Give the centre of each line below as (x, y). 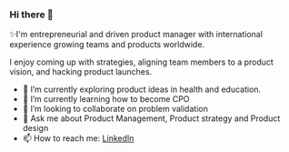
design (35, 128)
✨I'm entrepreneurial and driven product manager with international (136, 35)
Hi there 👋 (32, 15)
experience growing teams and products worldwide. (107, 45)
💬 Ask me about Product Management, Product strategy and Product (151, 118)
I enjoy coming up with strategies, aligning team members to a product (142, 62)
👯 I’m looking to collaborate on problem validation (115, 109)
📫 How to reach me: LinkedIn (78, 138)
